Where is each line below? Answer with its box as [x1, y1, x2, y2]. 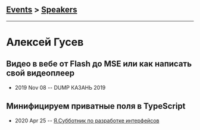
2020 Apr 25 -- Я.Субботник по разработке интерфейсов [14, 117, 160, 124]
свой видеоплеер [6, 68, 75, 78]
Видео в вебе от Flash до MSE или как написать [6, 59, 192, 69]
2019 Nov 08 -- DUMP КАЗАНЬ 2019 [14, 84, 106, 91]
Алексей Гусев [6, 36, 84, 49]
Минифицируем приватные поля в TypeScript [6, 101, 186, 112]
